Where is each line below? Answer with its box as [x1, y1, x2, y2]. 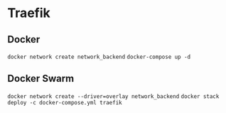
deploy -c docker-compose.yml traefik [7, 99, 122, 106]
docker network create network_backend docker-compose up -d [7, 53, 190, 60]
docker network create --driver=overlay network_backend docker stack [7, 92, 220, 100]
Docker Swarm [7, 72, 75, 85]
